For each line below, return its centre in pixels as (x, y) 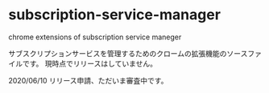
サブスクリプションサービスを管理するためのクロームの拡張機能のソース (128, 53)
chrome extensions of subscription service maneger (95, 37)
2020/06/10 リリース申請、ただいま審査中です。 (88, 80)
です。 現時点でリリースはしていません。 (89, 63)
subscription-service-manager (115, 15)
